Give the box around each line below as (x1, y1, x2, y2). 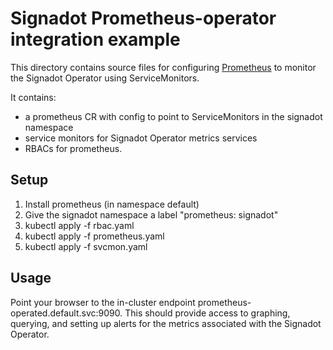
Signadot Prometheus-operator (10, 7, 277, 30)
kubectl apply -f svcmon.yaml (24, 240, 148, 252)
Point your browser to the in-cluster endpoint (10, 296, 196, 308)
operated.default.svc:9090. (10, 307, 123, 319)
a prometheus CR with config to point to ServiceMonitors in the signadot (24, 110, 323, 122)
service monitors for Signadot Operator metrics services (24, 132, 258, 144)
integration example (10, 28, 181, 51)
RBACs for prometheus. (24, 142, 123, 154)
